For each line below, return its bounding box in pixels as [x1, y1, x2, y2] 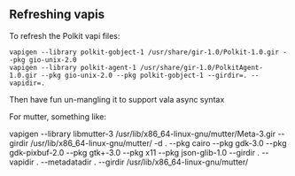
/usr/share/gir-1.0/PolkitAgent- [140, 63, 264, 72]
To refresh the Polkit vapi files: [9, 30, 120, 41]
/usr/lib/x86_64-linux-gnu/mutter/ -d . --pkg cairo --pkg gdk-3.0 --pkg [30, 137, 287, 149]
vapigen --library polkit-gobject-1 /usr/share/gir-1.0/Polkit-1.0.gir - [9, 48, 288, 57]
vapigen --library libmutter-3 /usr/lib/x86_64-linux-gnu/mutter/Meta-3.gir [9, 128, 276, 139]
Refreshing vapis [9, 7, 105, 22]
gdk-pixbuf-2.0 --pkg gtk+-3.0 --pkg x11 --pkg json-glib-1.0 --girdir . [9, 147, 260, 157]
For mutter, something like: [9, 111, 107, 122]
